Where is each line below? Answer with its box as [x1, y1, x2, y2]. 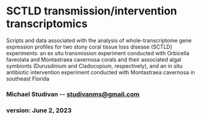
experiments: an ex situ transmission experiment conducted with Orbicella [6, 49, 190, 56]
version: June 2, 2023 [6, 106, 72, 115]
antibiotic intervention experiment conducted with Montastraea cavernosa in [6, 68, 195, 76]
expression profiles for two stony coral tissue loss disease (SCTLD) [6, 43, 173, 50]
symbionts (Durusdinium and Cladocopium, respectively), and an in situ [6, 62, 183, 70]
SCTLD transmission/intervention [6, 4, 177, 18]
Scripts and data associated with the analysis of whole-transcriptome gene [6, 37, 192, 44]
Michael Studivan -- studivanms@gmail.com [6, 90, 140, 98]
